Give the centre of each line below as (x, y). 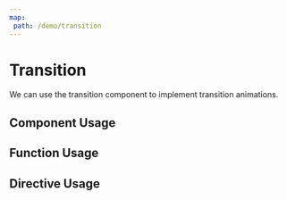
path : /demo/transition (57, 26)
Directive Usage (55, 183)
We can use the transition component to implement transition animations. (144, 95)
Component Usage (63, 123)
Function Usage (54, 153)
